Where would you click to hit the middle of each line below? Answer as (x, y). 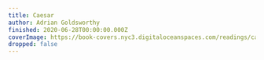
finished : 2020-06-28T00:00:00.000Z (68, 30)
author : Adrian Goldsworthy (54, 23)
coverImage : (27, 37)
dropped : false (33, 44)
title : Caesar (31, 15)
